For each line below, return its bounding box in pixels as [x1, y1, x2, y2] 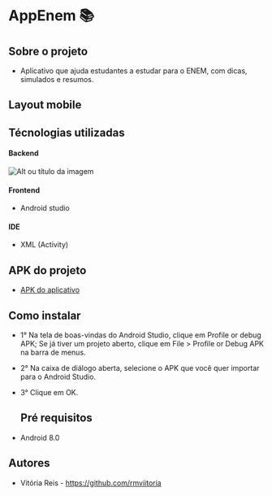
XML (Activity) [19, 240, 69, 250]
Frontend [8, 185, 41, 195]
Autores [8, 456, 50, 470]
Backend [8, 148, 39, 159]
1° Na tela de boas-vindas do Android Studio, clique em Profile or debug [19, 330, 261, 340]
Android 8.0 [19, 433, 60, 442]
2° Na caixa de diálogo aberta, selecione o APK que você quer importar [19, 363, 260, 373]
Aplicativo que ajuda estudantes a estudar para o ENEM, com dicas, [19, 66, 248, 76]
